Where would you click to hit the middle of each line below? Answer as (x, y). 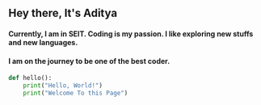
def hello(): (30, 78)
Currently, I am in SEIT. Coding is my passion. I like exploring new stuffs (131, 34)
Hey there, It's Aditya (63, 13)
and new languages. (43, 42)
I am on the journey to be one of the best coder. (89, 61)
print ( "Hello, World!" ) (63, 86)
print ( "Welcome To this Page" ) (76, 93)
